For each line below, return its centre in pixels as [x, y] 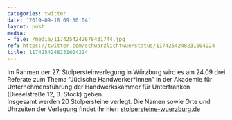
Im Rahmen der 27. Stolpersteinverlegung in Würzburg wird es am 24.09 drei [116, 72]
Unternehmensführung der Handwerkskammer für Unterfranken [99, 87]
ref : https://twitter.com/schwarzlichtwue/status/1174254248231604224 [111, 46]
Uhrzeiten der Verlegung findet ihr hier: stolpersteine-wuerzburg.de [104, 109]
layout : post [26, 26]
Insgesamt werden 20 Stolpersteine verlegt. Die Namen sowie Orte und [109, 101]
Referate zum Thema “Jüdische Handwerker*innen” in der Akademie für [110, 79]
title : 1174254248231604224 [48, 53]
